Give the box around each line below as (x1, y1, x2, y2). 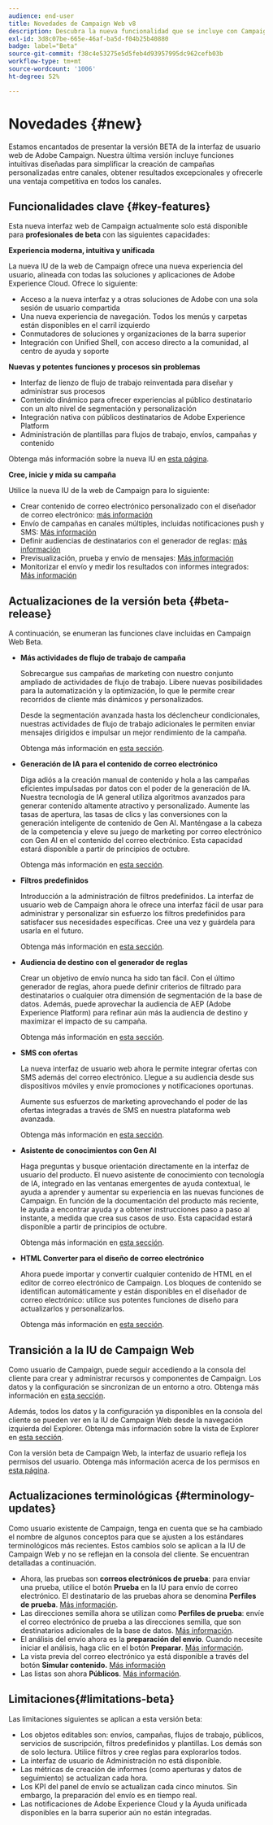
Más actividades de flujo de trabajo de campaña (19, 653, 186, 663)
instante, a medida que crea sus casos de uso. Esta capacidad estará (19, 1213, 253, 1223)
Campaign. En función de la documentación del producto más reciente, (19, 1196, 259, 1206)
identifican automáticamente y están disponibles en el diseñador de (19, 1286, 248, 1296)
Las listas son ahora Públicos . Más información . (19, 1669, 181, 1679)
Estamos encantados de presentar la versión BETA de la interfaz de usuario (8, 142, 262, 151)
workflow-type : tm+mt (8, 58, 82, 66)
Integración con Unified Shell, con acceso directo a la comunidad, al (19, 338, 249, 347)
